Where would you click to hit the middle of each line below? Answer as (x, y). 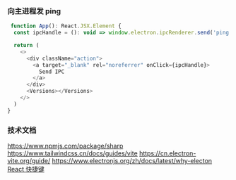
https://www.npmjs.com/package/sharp (65, 146)
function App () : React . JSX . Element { (66, 26)
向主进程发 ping (34, 11)
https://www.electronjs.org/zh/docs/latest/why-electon (132, 160)
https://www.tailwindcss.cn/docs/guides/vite (72, 153)
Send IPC (52, 72)
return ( (26, 46)
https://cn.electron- (167, 153)
